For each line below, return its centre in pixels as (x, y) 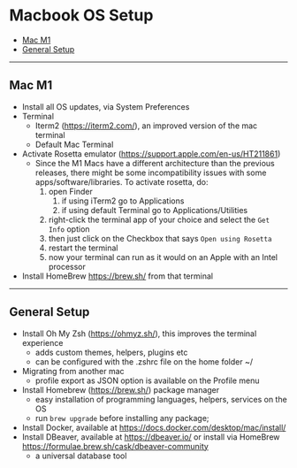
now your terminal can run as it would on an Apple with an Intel (163, 257)
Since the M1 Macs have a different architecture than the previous (155, 163)
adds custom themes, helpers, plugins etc (111, 352)
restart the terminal (83, 248)
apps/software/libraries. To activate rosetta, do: (122, 181)
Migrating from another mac (73, 371)
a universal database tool (81, 456)
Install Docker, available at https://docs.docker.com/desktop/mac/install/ (154, 427)
